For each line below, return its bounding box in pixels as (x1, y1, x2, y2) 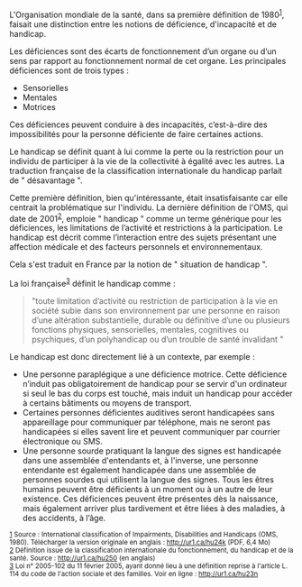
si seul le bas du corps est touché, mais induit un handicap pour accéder (22, 388, 293, 399)
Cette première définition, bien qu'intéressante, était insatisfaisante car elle (9, 192, 288, 203)
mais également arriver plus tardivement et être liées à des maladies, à (22, 502, 286, 513)
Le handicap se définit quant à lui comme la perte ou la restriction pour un (9, 146, 284, 157)
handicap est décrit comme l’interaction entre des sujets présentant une (9, 232, 277, 243)
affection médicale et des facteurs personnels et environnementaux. (9, 242, 263, 252)
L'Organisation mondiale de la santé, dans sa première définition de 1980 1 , (9, 8, 285, 20)
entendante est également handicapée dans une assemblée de (22, 464, 257, 475)
